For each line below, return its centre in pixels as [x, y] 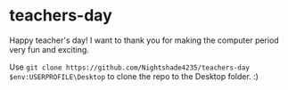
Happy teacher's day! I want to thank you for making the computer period [144, 40]
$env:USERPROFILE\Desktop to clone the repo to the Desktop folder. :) [134, 76]
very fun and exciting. [49, 49]
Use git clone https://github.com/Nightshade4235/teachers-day [129, 67]
